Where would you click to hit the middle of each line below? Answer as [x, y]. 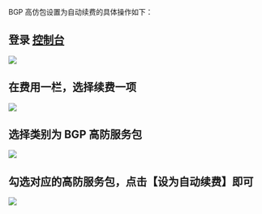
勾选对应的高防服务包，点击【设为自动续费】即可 [131, 181]
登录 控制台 [37, 40]
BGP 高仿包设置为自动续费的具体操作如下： [81, 12]
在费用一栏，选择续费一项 [72, 87]
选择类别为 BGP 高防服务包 [75, 135]
